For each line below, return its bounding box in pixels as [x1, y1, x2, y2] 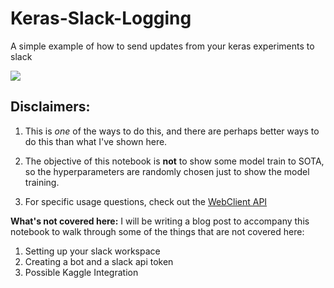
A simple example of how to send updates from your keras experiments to [10, 40, 315, 52]
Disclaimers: [10, 98, 91, 116]
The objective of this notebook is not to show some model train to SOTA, [24, 155, 325, 167]
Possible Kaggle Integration [24, 266, 139, 278]
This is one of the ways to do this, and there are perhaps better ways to [24, 125, 320, 137]
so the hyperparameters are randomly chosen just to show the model [24, 165, 310, 177]
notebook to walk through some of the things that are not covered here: [10, 225, 305, 237]
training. [24, 176, 60, 188]
